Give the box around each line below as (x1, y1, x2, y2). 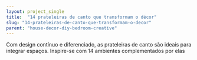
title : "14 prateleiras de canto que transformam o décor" (6, 14, 157, 20)
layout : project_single (6, 8, 65, 15)
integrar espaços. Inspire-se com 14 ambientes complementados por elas (6, 48, 185, 55)
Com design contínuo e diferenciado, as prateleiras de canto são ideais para (6, 41, 192, 48)
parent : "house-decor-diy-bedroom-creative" (6, 25, 117, 31)
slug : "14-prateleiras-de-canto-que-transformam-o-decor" (6, 19, 152, 25)
